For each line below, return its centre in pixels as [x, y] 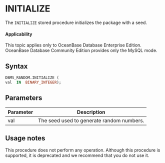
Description [91, 112]
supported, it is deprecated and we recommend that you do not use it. [77, 155]
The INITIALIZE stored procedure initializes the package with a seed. [76, 22]
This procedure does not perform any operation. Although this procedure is [83, 150]
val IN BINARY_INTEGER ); [33, 82]
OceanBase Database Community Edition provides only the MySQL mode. [81, 50]
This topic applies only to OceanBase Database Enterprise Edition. [73, 45]
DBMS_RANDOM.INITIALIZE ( [32, 77]
